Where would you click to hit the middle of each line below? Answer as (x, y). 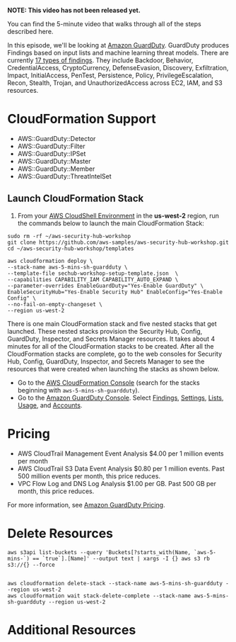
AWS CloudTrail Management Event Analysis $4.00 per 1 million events (120, 454)
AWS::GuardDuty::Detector (57, 138)
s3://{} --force (31, 565)
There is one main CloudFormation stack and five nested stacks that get (112, 323)
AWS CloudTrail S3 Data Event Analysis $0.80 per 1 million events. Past (121, 468)
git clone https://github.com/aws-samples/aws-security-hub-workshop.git (118, 242)
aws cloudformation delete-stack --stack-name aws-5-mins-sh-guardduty (115, 583)
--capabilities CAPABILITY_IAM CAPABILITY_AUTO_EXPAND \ (93, 279)
